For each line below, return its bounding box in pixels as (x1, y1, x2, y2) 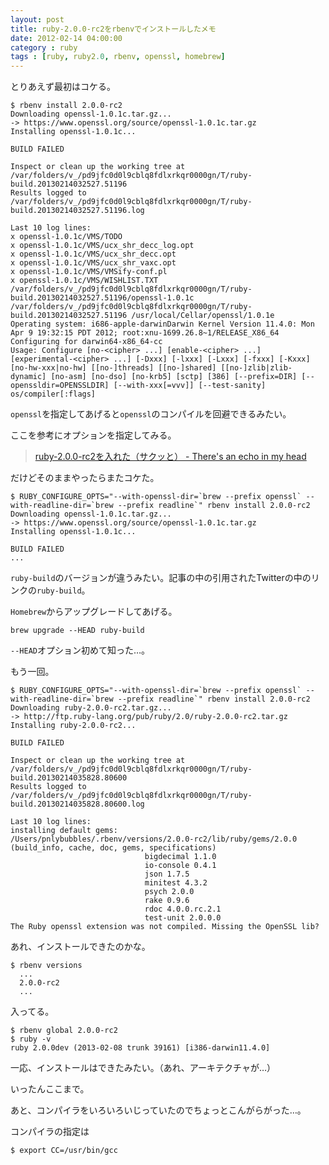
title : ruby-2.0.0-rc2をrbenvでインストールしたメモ (10, 24, 217, 34)
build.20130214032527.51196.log (10, 206, 145, 216)
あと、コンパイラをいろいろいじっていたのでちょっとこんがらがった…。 (10, 1104, 307, 1116)
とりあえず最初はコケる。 (10, 81, 116, 93)
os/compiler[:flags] (10, 389, 97, 400)
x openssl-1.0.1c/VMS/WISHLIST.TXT (10, 276, 159, 286)
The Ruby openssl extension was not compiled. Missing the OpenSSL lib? (10, 922, 320, 932)
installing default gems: (10, 826, 118, 836)
